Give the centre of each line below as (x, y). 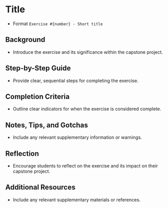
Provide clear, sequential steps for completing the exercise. (76, 80)
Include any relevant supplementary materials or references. (77, 200)
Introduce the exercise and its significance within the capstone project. (88, 52)
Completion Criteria (38, 97)
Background (25, 40)
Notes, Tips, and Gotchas (47, 125)
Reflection (22, 153)
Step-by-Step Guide (38, 68)
